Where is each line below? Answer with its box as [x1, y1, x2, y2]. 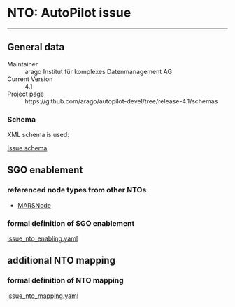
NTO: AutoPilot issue [7, 5, 131, 21]
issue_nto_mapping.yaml [7, 292, 79, 300]
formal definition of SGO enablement [7, 218, 135, 228]
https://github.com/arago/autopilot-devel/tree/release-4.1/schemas [24, 97, 218, 106]
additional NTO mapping [7, 255, 115, 266]
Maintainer [7, 59, 38, 68]
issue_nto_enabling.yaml [7, 234, 78, 243]
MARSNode [17, 201, 51, 209]
